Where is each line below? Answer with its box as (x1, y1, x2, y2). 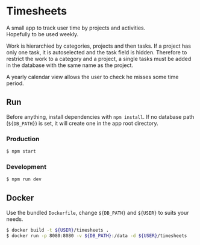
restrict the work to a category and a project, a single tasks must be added (6, 55, 192, 62)
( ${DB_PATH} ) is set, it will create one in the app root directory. (6, 119, 158, 127)
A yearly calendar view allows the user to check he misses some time (6, 73, 179, 80)
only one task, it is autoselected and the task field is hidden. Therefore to (6, 48, 187, 56)
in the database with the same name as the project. (6, 62, 134, 69)
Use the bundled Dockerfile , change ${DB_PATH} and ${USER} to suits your (6, 209, 189, 216)
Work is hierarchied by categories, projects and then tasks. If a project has (6, 42, 192, 49)
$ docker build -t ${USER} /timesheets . (6, 227, 110, 233)
